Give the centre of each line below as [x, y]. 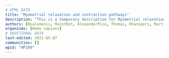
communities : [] [22, 43]
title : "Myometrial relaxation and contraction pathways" [67, 15]
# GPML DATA [18, 10]
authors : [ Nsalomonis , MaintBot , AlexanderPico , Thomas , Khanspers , [78, 24]
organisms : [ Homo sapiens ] [33, 29]
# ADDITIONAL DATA [24, 33]
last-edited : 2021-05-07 [31, 38]
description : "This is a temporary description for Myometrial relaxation [85, 19]
